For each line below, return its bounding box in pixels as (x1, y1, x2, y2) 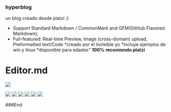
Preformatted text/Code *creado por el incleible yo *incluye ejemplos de (12, 41, 166, 48)
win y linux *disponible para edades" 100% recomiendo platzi (12, 47, 145, 53)
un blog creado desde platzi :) (5, 15, 69, 21)
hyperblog (5, 4, 32, 11)
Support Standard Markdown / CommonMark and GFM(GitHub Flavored (12, 25, 165, 31)
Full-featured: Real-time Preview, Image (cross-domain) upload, (12, 36, 148, 42)
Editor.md (5, 65, 48, 76)
